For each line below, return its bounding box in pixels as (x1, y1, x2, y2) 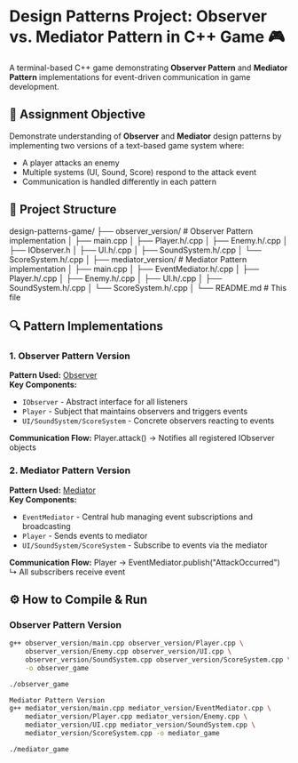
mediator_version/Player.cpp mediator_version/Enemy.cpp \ (25, 712, 248, 721)
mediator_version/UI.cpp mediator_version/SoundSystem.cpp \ (25, 720, 255, 730)
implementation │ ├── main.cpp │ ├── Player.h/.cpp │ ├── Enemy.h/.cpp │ (9, 235, 288, 245)
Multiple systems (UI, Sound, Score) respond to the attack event (21, 166, 257, 177)
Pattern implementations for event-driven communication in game (9, 71, 251, 82)
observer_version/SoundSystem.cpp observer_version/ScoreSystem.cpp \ (25, 655, 292, 664)
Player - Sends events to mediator (21, 530, 148, 541)
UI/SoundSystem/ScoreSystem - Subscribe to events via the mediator (21, 540, 268, 550)
